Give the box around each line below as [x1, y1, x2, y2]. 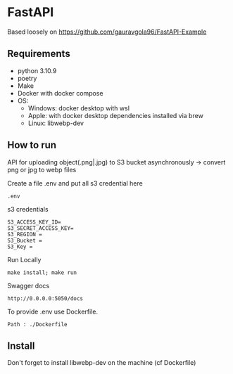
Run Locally [7, 255, 42, 264]
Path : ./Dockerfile [7, 321, 68, 328]
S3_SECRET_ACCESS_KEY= [7, 224, 74, 232]
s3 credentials [7, 205, 49, 213]
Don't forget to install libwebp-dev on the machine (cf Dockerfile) [7, 359, 196, 367]
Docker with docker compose [17, 89, 103, 97]
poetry [17, 74, 37, 82]
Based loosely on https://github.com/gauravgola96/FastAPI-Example [7, 27, 207, 36]
